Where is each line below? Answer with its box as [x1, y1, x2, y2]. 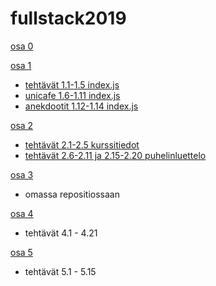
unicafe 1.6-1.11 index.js [24, 89, 121, 101]
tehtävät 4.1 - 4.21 [24, 227, 98, 239]
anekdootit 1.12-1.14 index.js [24, 100, 139, 112]
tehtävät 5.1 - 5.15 [24, 265, 97, 277]
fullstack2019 [10, 7, 127, 30]
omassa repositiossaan [24, 188, 120, 200]
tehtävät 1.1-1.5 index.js [24, 78, 120, 91]
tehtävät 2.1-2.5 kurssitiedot [24, 138, 140, 151]
